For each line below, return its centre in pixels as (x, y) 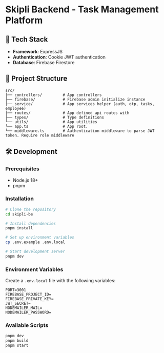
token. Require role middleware (40, 135)
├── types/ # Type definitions (55, 117)
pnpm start (17, 346)
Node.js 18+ (25, 180)
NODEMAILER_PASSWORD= (28, 312)
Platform (24, 20)
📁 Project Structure (36, 79)
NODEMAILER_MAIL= (24, 308)
